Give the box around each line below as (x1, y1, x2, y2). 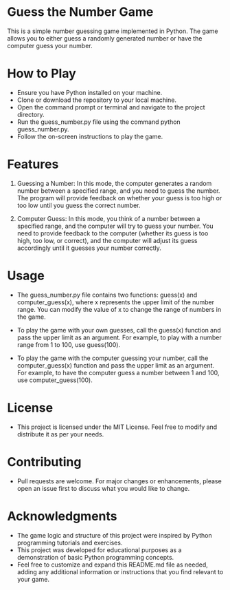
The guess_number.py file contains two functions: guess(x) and (16, 291, 198, 299)
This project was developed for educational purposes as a (16, 545, 182, 554)
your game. (16, 575, 50, 583)
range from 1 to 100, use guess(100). (16, 340, 121, 348)
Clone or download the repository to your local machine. (16, 96, 177, 104)
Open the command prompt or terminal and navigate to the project (16, 103, 205, 111)
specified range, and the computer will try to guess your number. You (16, 222, 214, 230)
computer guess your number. (7, 41, 93, 50)
